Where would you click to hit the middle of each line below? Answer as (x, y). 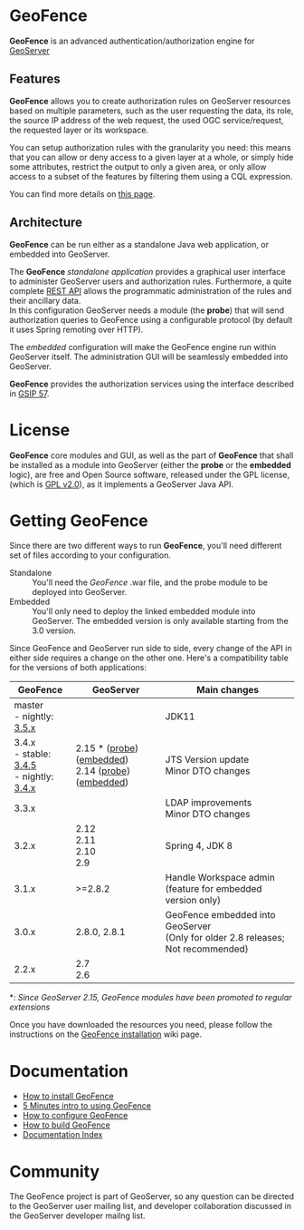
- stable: (33, 754)
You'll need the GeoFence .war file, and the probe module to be (150, 582)
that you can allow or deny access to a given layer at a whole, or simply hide (152, 157)
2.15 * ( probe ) (107, 748)
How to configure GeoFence (75, 1116)
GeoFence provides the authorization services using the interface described (152, 384)
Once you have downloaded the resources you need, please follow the (141, 1025)
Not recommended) (207, 949)
